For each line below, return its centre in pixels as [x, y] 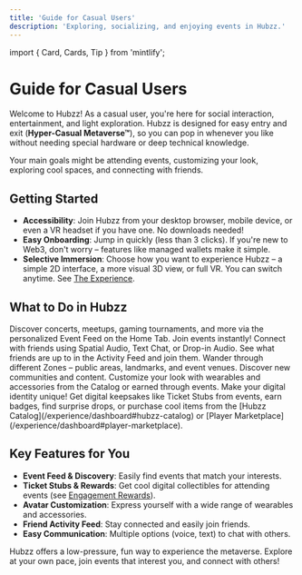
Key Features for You [70, 454]
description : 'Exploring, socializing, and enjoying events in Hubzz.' [147, 26]
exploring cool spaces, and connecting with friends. [107, 170]
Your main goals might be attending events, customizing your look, [134, 161]
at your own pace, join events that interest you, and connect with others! [145, 560]
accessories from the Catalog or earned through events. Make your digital [147, 387]
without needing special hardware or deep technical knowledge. [129, 143]
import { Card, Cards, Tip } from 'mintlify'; [87, 52]
